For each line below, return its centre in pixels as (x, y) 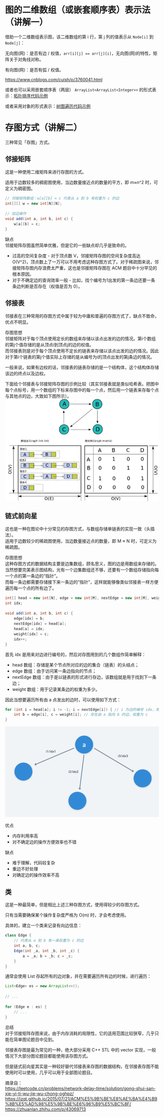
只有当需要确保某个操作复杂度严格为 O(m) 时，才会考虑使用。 (67, 915)
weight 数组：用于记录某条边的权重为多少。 (56, 689)
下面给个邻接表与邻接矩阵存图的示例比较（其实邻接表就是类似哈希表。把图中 (82, 384)
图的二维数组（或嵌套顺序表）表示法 (78, 10)
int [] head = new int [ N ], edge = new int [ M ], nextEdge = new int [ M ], (77, 598)
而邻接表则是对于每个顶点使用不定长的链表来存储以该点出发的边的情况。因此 (82, 351)
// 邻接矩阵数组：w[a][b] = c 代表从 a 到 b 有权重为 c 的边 (62, 198)
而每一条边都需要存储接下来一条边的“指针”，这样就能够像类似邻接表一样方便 (82, 582)
